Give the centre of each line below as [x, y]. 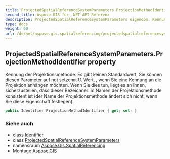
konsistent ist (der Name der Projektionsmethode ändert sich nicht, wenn [81, 96]
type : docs [17, 24]
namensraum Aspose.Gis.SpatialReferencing [59, 145]
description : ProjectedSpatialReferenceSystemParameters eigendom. [78, 19]
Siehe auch [19, 123]
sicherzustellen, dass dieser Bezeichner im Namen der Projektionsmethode [83, 90]
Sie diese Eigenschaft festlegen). [40, 101]
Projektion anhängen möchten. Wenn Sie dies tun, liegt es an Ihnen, [76, 85]
